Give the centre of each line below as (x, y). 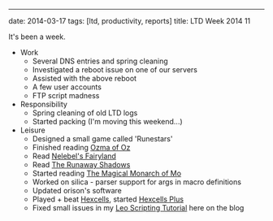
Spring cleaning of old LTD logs (85, 113)
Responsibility (43, 104)
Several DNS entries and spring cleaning (100, 61)
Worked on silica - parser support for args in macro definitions (137, 182)
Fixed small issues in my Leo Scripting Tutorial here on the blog (138, 208)
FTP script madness (66, 95)
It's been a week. (37, 37)
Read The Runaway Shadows (81, 165)
